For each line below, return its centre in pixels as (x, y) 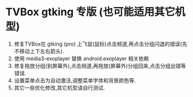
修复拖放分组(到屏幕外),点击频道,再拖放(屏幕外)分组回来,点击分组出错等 (100, 65)
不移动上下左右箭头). (39, 51)
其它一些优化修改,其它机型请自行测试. (59, 88)
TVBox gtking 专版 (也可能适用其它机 (96, 12)
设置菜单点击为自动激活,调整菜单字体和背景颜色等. (75, 80)
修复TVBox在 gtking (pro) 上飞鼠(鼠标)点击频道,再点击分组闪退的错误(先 (101, 44)
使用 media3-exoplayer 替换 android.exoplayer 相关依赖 (81, 58)
